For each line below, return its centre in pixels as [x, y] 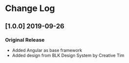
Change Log [30, 8]
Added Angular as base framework [47, 50]
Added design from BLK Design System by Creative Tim [68, 55]
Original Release [25, 40]
